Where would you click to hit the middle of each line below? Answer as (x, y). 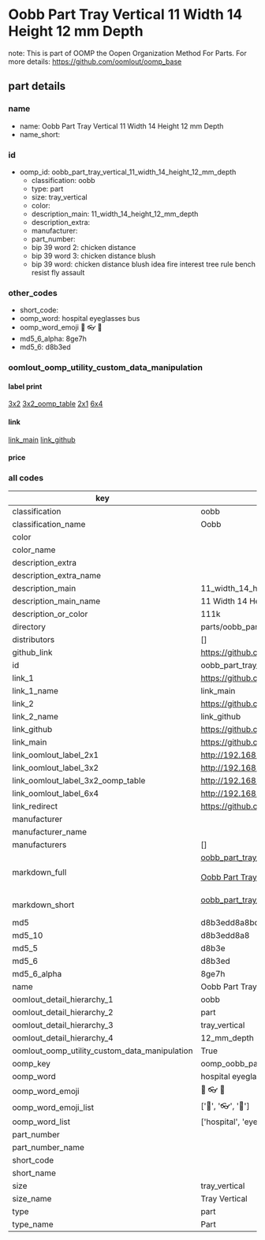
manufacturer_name (50, 832)
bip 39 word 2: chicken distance (84, 247)
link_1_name (35, 691)
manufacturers (39, 845)
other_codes (33, 293)
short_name (34, 1173)
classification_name (49, 525)
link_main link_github (42, 439)
